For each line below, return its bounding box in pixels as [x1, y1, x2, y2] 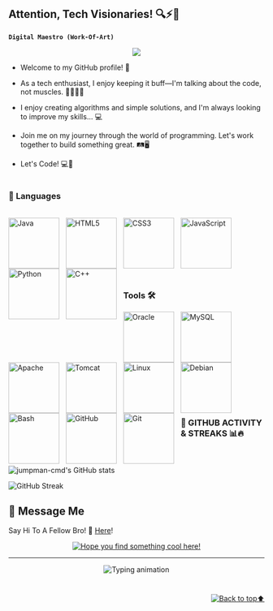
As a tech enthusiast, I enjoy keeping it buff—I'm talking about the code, [19, 78, 262, 88]
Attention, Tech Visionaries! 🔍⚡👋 [8, 7, 180, 21]
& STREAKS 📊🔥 [180, 428, 244, 439]
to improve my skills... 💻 [19, 111, 103, 121]
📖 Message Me [8, 504, 85, 518]
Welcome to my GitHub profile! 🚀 [19, 62, 130, 72]
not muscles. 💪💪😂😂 [19, 87, 84, 97]
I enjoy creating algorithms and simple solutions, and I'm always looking [19, 102, 262, 112]
